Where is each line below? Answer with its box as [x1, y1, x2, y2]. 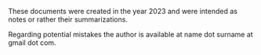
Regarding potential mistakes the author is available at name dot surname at [8, 30, 253, 39]
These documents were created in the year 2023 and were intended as [8, 7, 237, 15]
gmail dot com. [8, 38, 56, 47]
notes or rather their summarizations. [8, 15, 128, 24]
